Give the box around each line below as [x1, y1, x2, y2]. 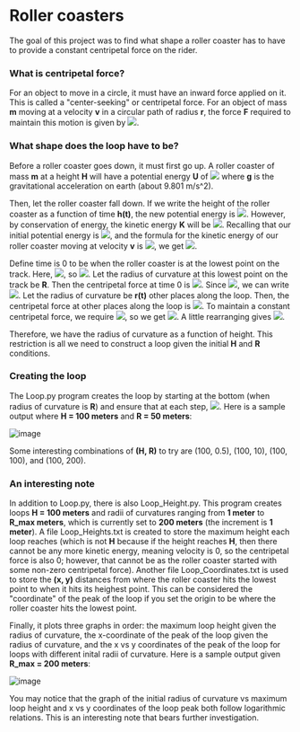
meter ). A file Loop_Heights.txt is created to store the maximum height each [9, 526, 290, 537]
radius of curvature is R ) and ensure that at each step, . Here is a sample [9, 401, 286, 411]
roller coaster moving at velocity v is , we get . [9, 240, 198, 251]
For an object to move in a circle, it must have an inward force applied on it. [9, 87, 287, 99]
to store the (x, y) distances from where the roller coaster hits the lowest [9, 574, 277, 585]
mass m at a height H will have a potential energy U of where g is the [9, 171, 275, 181]
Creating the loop [9, 370, 87, 383]
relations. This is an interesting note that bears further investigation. [9, 712, 260, 723]
